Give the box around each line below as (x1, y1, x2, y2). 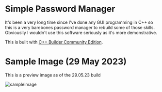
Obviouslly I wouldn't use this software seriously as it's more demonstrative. (5, 30, 158, 35)
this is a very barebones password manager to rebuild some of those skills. (5, 24, 155, 30)
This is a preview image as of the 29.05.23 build (5, 72, 101, 78)
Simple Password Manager (5, 3, 115, 15)
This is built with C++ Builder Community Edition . (5, 39, 103, 45)
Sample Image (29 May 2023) (5, 56, 127, 67)
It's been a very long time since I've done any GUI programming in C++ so (5, 19, 153, 25)
